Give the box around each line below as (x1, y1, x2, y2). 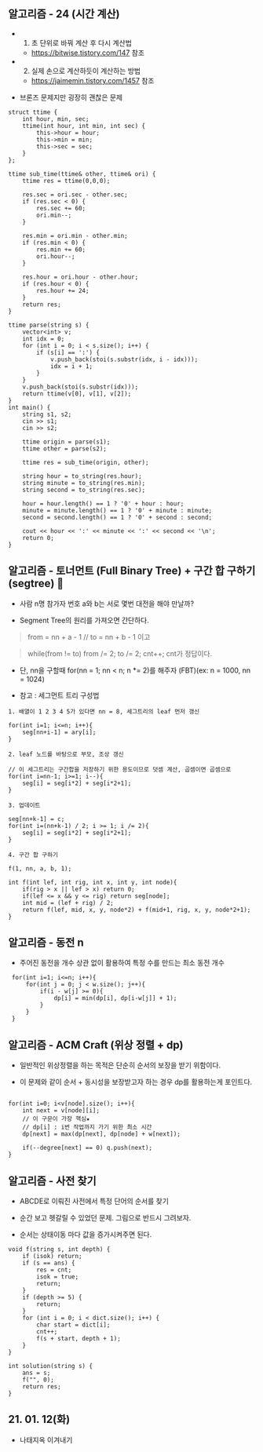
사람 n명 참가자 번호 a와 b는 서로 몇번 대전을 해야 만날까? (19, 599, 195, 608)
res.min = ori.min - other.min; (22, 232, 128, 239)
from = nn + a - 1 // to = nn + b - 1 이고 (27, 632, 151, 641)
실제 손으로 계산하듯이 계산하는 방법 (31, 66, 141, 75)
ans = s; (22, 1369, 51, 1377)
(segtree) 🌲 (8, 577, 64, 590)
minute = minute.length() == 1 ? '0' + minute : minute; (22, 506, 213, 514)
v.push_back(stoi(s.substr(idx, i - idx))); (49, 356, 199, 363)
